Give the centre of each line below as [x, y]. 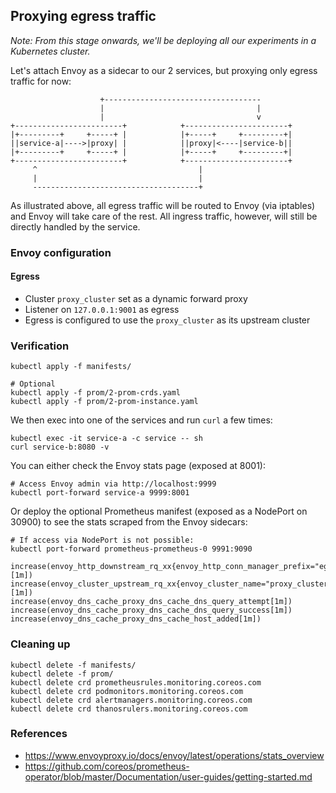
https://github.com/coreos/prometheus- [107, 766]
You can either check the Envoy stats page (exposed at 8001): [138, 466]
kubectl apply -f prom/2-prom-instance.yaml [104, 402]
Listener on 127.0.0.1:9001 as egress [102, 309]
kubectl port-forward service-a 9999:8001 [100, 493]
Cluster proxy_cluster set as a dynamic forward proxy [136, 298]
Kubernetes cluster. [50, 51]
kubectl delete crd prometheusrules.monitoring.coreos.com [136, 682]
